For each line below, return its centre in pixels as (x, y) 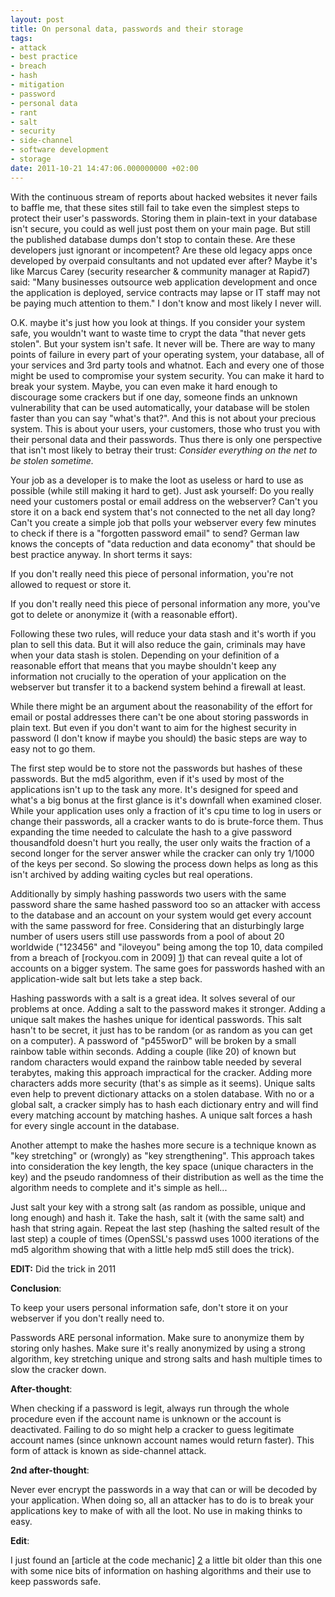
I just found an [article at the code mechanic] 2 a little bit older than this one (166, 1560)
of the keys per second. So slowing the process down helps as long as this (164, 863)
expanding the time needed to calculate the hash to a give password (151, 832)
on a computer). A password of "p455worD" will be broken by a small (153, 1040)
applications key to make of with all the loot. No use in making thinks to (156, 1510)
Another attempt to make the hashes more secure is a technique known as (163, 1145)
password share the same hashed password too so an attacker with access (165, 904)
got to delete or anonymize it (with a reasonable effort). (124, 614)
